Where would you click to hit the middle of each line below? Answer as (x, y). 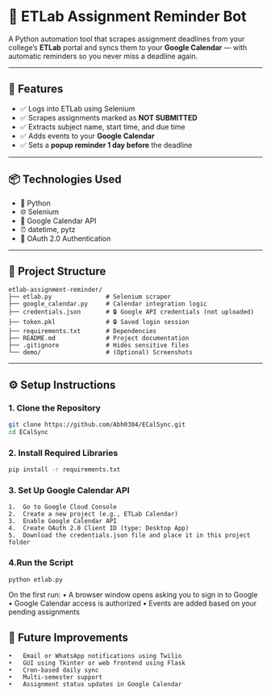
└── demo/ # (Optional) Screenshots (101, 352)
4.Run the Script (41, 563)
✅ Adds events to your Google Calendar (87, 136)
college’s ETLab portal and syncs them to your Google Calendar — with (128, 47)
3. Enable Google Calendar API (63, 521)
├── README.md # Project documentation (99, 339)
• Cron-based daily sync (54, 670)
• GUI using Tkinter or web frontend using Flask (97, 663)
